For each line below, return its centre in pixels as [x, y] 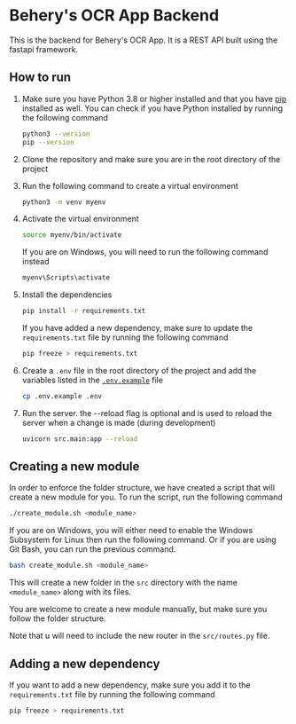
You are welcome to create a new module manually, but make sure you [138, 610]
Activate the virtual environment [80, 219]
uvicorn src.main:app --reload [80, 439]
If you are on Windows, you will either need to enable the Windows [131, 531]
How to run [40, 78]
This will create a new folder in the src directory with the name [123, 583]
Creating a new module [74, 467]
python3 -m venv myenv [64, 202]
